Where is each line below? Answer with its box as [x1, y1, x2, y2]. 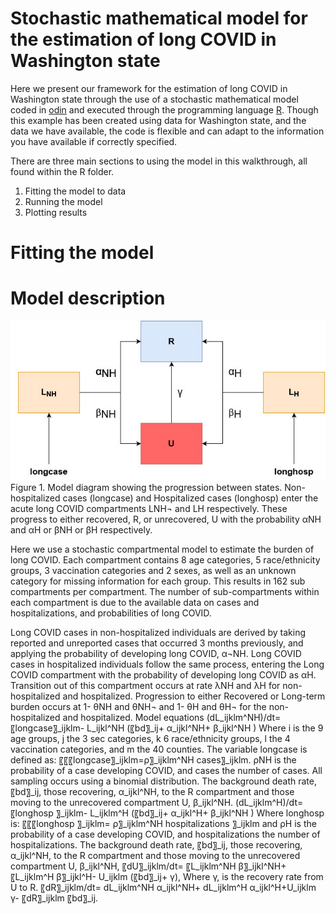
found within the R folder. [10, 165, 115, 177]
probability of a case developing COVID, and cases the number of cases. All [10, 764, 323, 776]
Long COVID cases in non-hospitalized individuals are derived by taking [10, 626, 307, 638]
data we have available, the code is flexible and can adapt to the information [10, 125, 325, 137]
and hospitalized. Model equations [62, 711, 205, 723]
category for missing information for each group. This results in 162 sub [10, 575, 306, 587]
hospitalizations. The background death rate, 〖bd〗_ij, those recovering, [10, 838, 303, 851]
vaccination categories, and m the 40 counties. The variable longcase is [10, 743, 308, 755]
